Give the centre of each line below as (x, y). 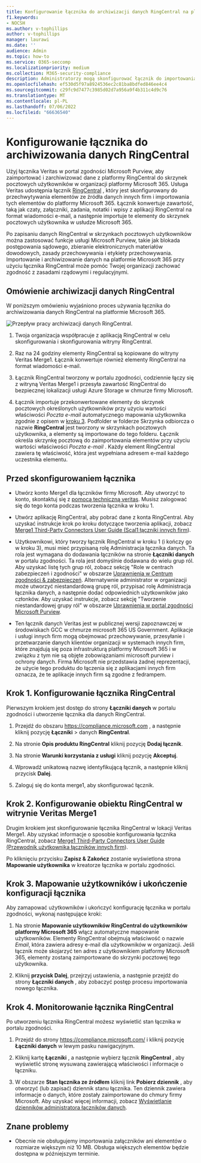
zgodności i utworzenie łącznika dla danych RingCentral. (76, 714)
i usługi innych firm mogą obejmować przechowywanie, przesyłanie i (100, 636)
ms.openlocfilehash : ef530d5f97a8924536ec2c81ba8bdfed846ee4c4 (87, 85)
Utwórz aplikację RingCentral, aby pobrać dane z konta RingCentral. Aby (104, 517)
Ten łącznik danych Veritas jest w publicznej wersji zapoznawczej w (99, 623)
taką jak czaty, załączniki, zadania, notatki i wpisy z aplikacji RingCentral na (99, 210)
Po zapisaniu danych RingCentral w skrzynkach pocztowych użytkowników (99, 234)
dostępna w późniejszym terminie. (57, 1154)
